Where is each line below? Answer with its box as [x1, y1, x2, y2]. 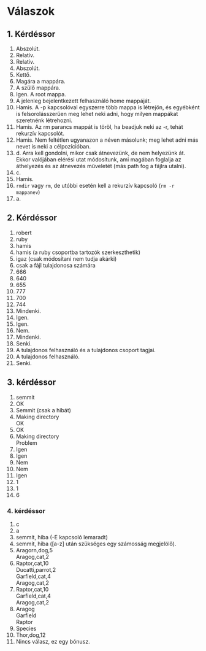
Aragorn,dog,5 [15, 546, 53, 553]
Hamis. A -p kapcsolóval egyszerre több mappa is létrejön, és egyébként [15, 104, 200, 111]
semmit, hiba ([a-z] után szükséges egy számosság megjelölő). [15, 540, 177, 547]
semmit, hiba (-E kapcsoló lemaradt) [15, 533, 108, 541]
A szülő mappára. [15, 84, 61, 91]
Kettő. [15, 71, 31, 78]
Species [15, 625, 37, 632]
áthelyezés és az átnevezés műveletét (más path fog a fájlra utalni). [15, 163, 186, 169]
